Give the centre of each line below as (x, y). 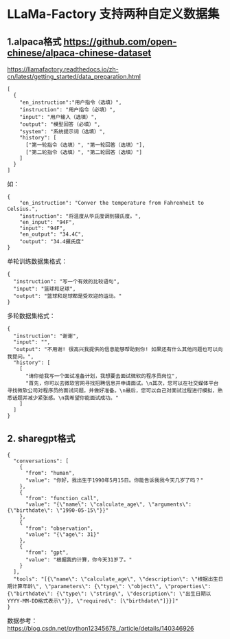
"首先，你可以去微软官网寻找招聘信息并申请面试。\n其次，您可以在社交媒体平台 (122, 383)
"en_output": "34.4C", (52, 234)
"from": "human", (50, 473)
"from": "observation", (59, 528)
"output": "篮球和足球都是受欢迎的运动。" (68, 296)
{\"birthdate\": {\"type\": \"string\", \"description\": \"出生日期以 (109, 594)
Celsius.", (23, 209)
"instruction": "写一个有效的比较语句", (67, 282)
